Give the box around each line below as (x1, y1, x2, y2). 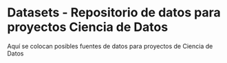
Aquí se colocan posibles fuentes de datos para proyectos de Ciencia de (7, 42, 213, 50)
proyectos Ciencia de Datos (7, 19, 169, 35)
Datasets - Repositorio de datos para (7, 5, 221, 21)
